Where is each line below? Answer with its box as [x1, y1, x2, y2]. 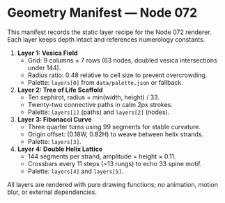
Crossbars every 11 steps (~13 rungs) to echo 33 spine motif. [27, 159, 202, 168]
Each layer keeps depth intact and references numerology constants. [7, 35, 205, 43]
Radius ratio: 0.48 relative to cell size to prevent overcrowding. [27, 71, 208, 79]
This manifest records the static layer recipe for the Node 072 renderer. [7, 28, 212, 36]
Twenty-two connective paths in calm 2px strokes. [27, 100, 173, 108]
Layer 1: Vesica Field [17, 49, 78, 57]
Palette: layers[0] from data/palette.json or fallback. [27, 78, 183, 86]
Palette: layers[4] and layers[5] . [27, 167, 124, 175]
